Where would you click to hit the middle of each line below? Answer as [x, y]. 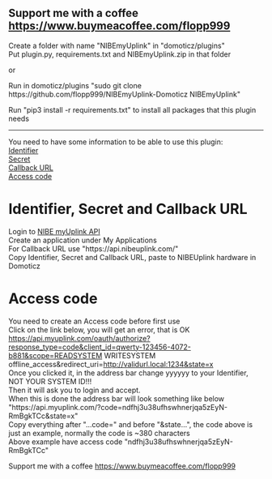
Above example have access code [66, 442]
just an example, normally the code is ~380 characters [99, 433]
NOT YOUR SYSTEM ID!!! [50, 381]
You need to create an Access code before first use [94, 321]
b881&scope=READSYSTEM [55, 355]
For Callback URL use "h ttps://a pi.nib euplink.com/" [93, 248]
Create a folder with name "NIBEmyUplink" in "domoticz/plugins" [117, 45]
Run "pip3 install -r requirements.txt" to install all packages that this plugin [132, 109]
